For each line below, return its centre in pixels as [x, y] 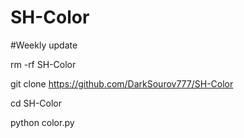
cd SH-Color [36, 103]
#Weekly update [44, 45]
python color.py [42, 122]
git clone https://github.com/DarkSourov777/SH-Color [122, 83]
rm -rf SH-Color [43, 64]
